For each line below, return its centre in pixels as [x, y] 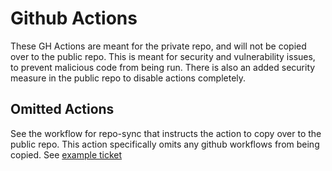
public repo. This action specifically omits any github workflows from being [165, 144]
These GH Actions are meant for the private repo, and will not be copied [158, 46]
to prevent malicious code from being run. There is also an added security [163, 67]
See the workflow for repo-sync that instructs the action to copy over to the [166, 133]
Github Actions [74, 18]
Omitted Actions [62, 109]
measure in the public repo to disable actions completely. [128, 78]
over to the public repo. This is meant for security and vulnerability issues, [163, 56]
